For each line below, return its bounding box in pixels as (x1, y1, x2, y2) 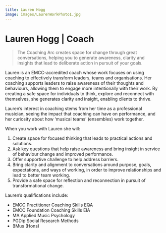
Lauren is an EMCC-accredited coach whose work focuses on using (5, 70, 145, 76)
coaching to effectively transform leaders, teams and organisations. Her (5, 75, 152, 81)
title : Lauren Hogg (5, 7, 46, 12)
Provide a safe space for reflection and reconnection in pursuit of (12, 177, 146, 183)
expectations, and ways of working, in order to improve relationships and (12, 167, 162, 173)
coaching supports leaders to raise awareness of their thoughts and (5, 80, 144, 86)
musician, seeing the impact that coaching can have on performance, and (5, 111, 156, 117)
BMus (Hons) (12, 223, 40, 229)
